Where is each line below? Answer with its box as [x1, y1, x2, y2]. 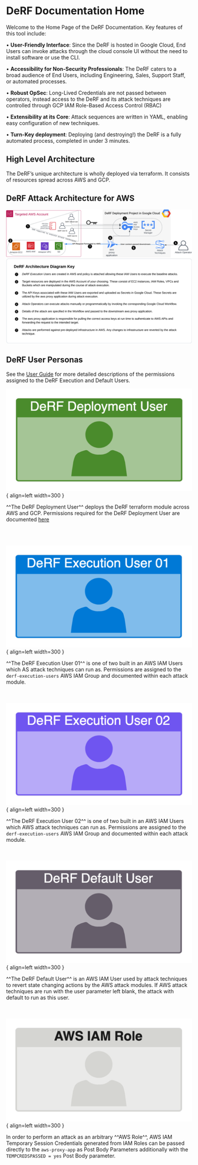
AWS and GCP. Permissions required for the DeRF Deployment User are [6, 509, 180, 517]
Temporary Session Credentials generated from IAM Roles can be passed [6, 1140, 184, 1147]
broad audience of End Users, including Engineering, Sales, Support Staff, [6, 71, 186, 78]
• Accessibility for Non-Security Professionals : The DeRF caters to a [6, 65, 177, 72]
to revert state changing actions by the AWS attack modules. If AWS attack [6, 982, 187, 989]
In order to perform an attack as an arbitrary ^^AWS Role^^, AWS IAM [6, 1133, 173, 1140]
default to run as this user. [6, 994, 70, 1001]
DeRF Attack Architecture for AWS [6, 193, 135, 204]
